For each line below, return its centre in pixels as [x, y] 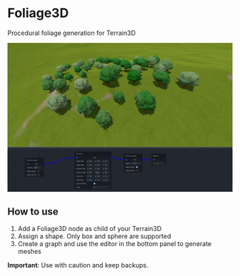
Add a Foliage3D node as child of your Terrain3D [90, 229]
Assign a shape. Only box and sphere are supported [94, 236]
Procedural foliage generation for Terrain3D [71, 33]
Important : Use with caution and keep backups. [78, 265]
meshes [29, 252]
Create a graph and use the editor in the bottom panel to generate [115, 244]
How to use [33, 212]
